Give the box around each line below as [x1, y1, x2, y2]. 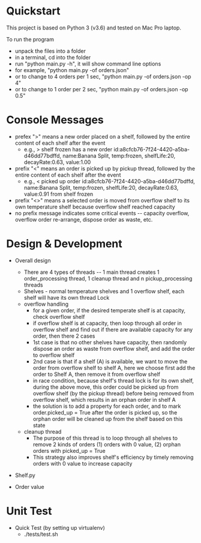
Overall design [14, 256, 51, 264]
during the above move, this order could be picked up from [32, 383, 179, 390]
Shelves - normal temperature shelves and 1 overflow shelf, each [23, 287, 185, 295]
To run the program [6, 35, 54, 43]
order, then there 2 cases [32, 332, 95, 339]
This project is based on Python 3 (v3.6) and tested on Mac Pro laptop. [6, 24, 182, 31]
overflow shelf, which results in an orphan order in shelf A [32, 396, 176, 403]
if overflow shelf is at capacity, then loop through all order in [32, 320, 182, 327]
